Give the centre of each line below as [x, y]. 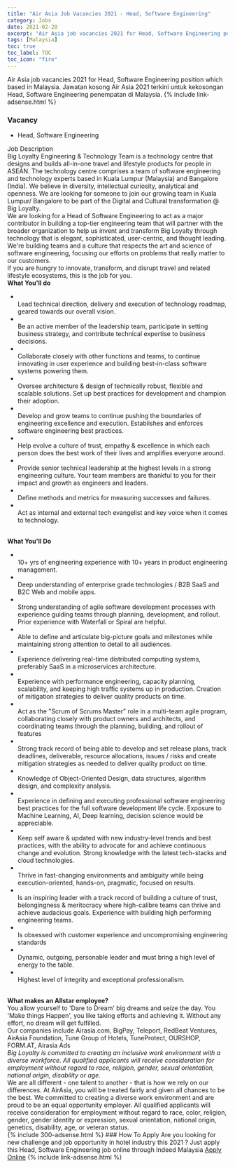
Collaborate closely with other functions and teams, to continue [109, 356]
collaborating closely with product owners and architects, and [106, 719]
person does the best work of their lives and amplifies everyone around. [121, 453]
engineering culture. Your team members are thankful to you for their [116, 476]
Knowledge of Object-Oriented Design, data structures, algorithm [112, 779]
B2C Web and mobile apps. [57, 592]
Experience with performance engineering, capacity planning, [106, 682]
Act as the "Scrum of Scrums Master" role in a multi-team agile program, [122, 711]
